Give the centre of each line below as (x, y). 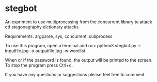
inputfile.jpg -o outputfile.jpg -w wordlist (45, 51)
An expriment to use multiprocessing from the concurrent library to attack (79, 22)
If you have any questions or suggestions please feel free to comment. (76, 74)
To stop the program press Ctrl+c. (39, 65)
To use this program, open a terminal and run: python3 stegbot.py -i (73, 45)
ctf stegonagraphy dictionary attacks (42, 27)
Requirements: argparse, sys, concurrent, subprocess (59, 36)
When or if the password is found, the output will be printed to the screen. (79, 60)
